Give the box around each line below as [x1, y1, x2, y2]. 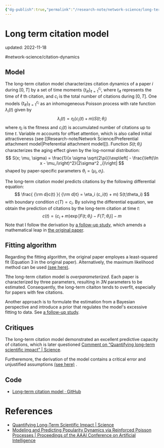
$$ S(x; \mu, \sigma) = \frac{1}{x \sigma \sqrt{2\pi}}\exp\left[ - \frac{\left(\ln [5, 155, 159, 161]
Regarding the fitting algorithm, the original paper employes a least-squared [5, 254, 158, 260]
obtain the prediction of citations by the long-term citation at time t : [5, 205, 140, 211]
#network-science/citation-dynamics [5, 54, 80, 60]
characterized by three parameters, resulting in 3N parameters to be [5, 279, 143, 285]
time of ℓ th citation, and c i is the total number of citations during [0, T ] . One [5, 93, 157, 100]
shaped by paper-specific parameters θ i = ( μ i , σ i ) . [5, 168, 105, 175]
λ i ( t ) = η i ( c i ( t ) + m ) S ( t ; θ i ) [57, 115, 107, 123]
